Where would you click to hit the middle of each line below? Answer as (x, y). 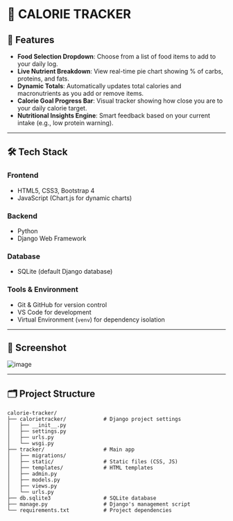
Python (27, 231)
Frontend (23, 175)
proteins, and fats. (43, 78)
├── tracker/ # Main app (71, 450)
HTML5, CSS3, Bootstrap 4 (56, 190)
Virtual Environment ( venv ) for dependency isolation (91, 320)
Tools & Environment (43, 290)
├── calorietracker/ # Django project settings (94, 420)
